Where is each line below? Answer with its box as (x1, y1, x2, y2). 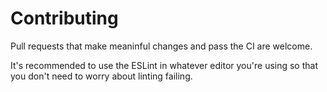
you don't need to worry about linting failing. (10, 70, 193, 82)
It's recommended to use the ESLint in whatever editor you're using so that (10, 59, 319, 71)
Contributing (10, 7, 119, 30)
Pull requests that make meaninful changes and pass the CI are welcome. (10, 40, 313, 52)
